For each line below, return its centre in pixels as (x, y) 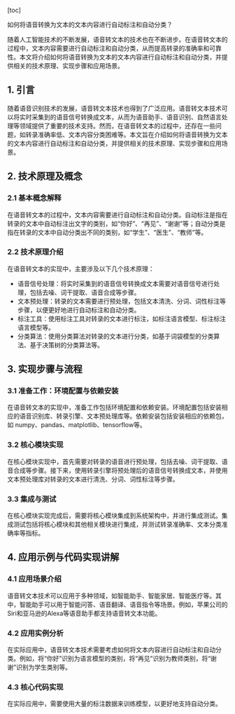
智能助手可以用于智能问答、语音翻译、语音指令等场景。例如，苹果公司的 (123, 604)
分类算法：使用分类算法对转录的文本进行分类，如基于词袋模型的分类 (115, 336)
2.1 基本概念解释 (34, 198)
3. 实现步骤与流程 (45, 369)
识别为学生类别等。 (44, 667)
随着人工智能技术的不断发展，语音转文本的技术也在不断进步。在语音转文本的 (117, 39)
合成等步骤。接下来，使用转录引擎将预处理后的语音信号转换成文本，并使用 (120, 470)
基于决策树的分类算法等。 (66, 345)
